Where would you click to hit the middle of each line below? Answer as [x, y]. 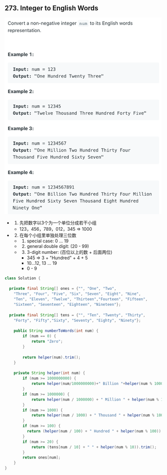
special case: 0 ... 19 [48, 241]
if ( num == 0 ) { [39, 336]
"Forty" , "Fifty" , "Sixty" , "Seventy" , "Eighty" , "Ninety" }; [77, 320]
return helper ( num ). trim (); [52, 357]
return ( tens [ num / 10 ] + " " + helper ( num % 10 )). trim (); [94, 447]
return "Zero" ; [47, 342]
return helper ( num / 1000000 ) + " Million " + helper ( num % [95, 399]
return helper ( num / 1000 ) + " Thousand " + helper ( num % [93, 415]
